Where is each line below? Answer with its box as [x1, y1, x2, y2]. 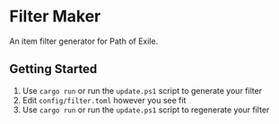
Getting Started [9, 62, 98, 77]
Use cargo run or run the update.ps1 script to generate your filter [22, 85, 263, 95]
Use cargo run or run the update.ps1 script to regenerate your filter [22, 104, 270, 115]
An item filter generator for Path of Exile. [9, 36, 159, 46]
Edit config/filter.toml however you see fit [22, 95, 187, 105]
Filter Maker [9, 6, 101, 27]
